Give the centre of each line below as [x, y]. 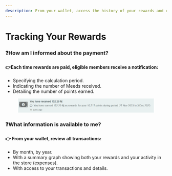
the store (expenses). [35, 163]
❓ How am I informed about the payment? [57, 53]
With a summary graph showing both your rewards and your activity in [87, 157]
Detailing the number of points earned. [53, 91]
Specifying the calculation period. [48, 80]
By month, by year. [33, 152]
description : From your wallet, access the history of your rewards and [84, 11]
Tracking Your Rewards [56, 36]
